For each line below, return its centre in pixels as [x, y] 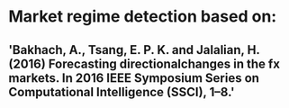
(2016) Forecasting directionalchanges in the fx [144, 63]
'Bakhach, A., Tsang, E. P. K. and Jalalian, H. [134, 50]
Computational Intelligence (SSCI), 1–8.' [122, 92]
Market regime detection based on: [143, 17]
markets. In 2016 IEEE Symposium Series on [134, 78]
